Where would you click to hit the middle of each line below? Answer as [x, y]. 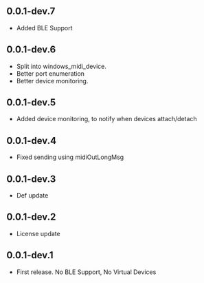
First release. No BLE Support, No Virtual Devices [86, 272]
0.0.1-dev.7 [31, 11]
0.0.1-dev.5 [31, 103]
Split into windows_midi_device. [61, 66]
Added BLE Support [44, 28]
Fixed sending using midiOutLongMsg [70, 157]
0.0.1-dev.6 [31, 50]
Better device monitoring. [52, 81]
